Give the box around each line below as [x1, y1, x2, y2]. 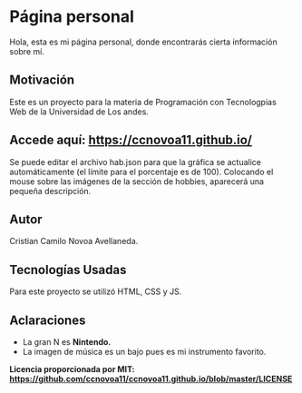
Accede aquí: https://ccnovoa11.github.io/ [9, 133, 252, 148]
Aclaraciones [9, 312, 86, 328]
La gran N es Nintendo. [22, 337, 112, 347]
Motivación [9, 73, 75, 88]
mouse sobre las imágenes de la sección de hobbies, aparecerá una [9, 175, 265, 187]
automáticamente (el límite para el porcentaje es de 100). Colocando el [9, 166, 274, 177]
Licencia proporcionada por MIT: [9, 364, 135, 374]
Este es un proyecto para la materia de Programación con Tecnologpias [9, 96, 277, 107]
